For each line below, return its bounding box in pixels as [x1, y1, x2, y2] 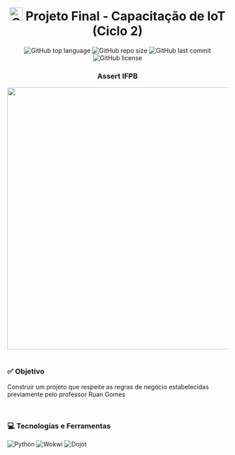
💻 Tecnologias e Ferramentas [7, 421, 111, 431]
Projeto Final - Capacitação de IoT [25, 8, 226, 24]
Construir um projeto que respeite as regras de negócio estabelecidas [7, 382, 209, 391]
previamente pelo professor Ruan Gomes [7, 390, 126, 398]
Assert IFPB [97, 71, 138, 80]
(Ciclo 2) [92, 23, 143, 39]
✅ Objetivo [7, 367, 45, 377]
